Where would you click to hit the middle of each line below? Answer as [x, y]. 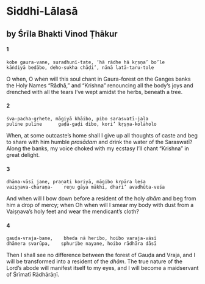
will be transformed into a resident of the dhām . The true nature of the [95, 261]
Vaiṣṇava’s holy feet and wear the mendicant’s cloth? [73, 211]
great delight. [23, 155]
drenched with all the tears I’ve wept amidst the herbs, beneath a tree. [95, 92]
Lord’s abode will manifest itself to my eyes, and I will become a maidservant [103, 268]
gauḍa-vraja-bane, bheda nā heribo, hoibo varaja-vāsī [81, 238]
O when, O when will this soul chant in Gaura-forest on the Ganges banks [99, 79]
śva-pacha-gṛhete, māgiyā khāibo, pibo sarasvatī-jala [77, 118]
